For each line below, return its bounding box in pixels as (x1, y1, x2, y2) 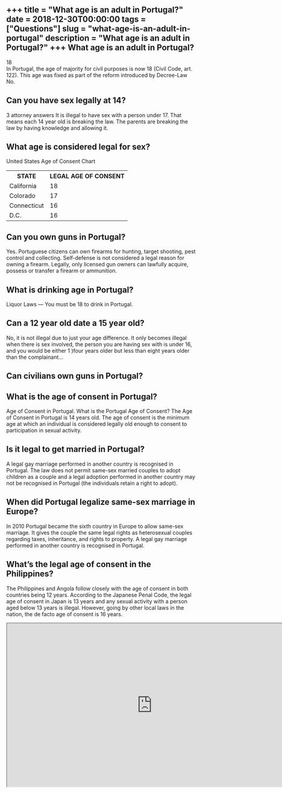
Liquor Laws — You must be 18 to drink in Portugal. (6, 301, 133, 308)
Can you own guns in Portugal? (6, 232, 126, 242)
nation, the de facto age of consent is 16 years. (6, 610, 123, 618)
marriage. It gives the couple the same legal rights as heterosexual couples (6, 528, 193, 536)
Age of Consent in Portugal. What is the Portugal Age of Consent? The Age (6, 408, 193, 415)
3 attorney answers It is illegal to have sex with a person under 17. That (6, 111, 182, 118)
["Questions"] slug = (6, 24, 86, 34)
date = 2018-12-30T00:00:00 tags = (6, 14, 146, 25)
